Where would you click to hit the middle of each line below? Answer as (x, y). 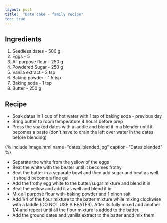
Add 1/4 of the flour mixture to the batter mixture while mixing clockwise (86, 199)
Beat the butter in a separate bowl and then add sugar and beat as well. (86, 172)
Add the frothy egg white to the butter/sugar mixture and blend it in (81, 183)
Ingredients (23, 39)
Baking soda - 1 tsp (32, 83)
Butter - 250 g (27, 88)
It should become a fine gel (40, 178)
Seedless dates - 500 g (36, 51)
